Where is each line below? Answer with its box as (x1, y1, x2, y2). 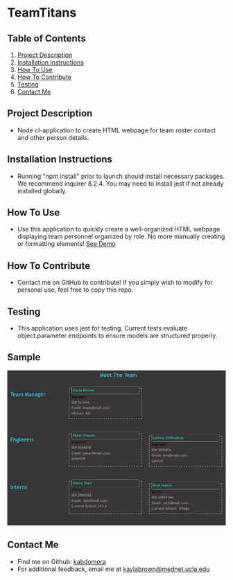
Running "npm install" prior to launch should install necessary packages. (17, 172, 225, 180)
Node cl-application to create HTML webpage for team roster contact (17, 126, 216, 134)
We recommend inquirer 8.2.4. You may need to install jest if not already (17, 179, 224, 188)
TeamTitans (7, 5, 77, 21)
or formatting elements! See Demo (17, 240, 116, 248)
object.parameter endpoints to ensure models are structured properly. (17, 331, 218, 340)
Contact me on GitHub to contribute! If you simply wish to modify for (17, 279, 213, 287)
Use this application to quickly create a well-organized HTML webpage (17, 225, 221, 234)
